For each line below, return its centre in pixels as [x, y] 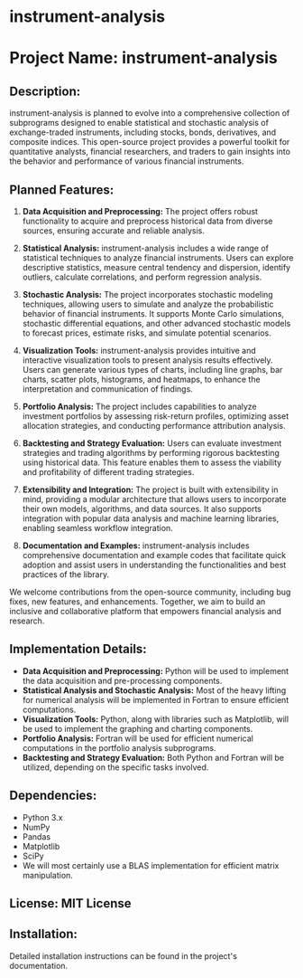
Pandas [37, 836]
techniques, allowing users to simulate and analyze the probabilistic [148, 304]
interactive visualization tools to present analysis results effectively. [147, 360]
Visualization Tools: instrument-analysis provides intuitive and [139, 351]
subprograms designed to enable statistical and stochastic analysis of [139, 123]
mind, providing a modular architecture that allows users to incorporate [154, 499]
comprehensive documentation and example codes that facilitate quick [154, 555]
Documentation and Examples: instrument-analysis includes [136, 546]
